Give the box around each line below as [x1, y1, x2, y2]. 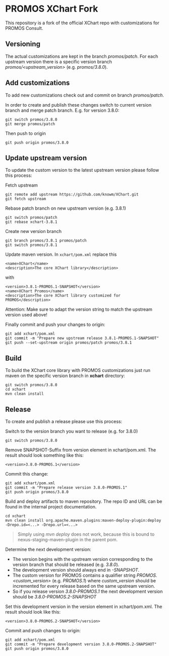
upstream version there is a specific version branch [5, 59, 112, 65]
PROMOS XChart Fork [5, 3, 98, 15]
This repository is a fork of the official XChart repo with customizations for [5, 20, 159, 26]
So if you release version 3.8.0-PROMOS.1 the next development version [12, 588, 163, 594]
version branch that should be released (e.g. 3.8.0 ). [12, 561, 120, 568]
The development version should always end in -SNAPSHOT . [12, 567, 140, 573]
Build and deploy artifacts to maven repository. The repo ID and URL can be [5, 498, 162, 504]
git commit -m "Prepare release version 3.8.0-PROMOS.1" [5, 485, 128, 490]
